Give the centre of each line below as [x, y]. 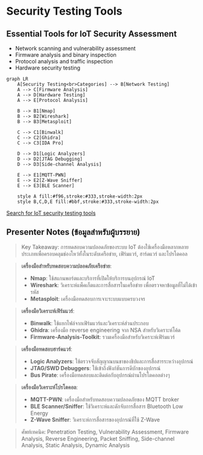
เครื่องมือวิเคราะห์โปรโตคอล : [50, 387]
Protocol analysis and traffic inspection [64, 61]
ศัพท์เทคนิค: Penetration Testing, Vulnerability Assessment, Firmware [105, 432]
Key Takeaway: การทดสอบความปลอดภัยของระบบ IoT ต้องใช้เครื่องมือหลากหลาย [105, 247]
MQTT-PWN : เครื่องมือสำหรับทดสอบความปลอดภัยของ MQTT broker [105, 399]
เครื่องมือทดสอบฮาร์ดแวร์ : [47, 349]
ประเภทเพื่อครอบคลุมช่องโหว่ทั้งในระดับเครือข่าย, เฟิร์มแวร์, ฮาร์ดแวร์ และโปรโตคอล [104, 254]
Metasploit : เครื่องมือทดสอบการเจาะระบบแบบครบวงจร [88, 299]
